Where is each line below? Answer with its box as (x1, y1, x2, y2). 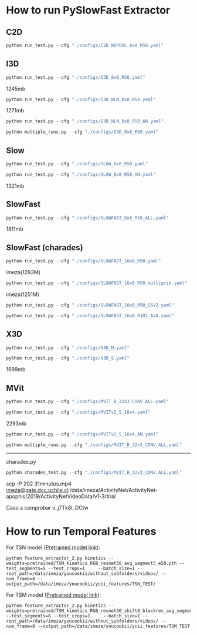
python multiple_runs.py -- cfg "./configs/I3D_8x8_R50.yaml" (6, 129, 159, 135)
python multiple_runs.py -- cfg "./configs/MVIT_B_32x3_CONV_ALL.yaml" (6, 442, 182, 448)
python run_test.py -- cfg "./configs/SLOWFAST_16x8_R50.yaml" (6, 258, 161, 264)
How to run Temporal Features (6, 524, 157, 538)
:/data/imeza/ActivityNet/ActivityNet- (68, 486, 158, 493)
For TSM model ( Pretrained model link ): (6, 591, 101, 599)
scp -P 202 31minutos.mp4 (6, 480, 72, 487)
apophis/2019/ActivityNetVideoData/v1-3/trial (6, 493, 116, 500)
